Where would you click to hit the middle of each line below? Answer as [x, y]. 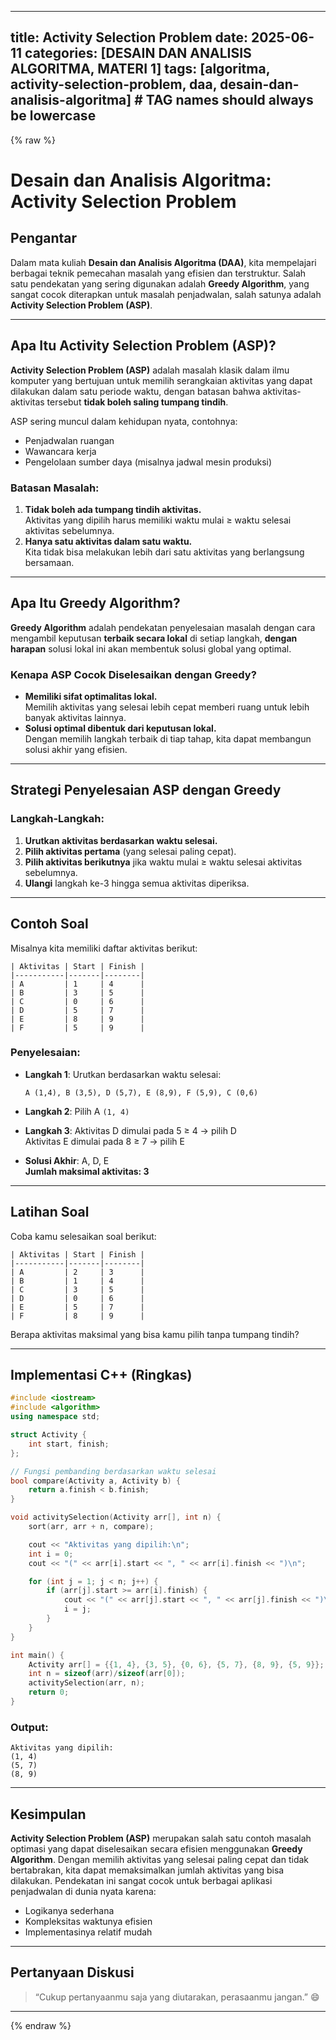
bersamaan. [49, 562]
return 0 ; [49, 1692]
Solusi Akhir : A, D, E [67, 1160]
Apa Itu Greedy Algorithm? [95, 603]
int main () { [37, 1655]
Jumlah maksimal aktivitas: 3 [87, 1171]
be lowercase [53, 116]
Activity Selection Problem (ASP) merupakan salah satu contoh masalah [161, 1838]
